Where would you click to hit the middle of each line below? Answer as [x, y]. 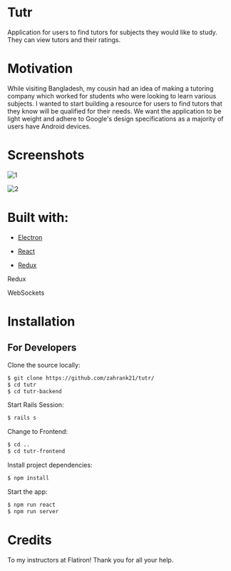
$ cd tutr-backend [35, 391]
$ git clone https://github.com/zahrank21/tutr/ [81, 378]
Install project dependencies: [50, 465]
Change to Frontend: [38, 432]
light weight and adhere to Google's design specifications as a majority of [115, 118]
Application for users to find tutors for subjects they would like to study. [112, 32]
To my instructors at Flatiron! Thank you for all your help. [91, 560]
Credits [30, 540]
